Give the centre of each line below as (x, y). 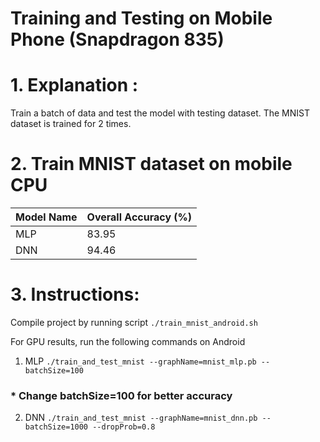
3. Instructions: (75, 294)
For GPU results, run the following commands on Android (128, 341)
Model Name (46, 217)
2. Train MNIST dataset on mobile (151, 164)
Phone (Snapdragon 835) (117, 39)
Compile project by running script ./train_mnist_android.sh (134, 322)
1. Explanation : (74, 85)
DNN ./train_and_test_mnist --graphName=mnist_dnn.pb (141, 418)
